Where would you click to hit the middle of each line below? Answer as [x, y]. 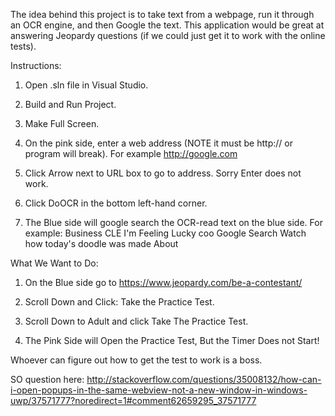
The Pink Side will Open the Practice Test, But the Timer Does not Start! [172, 340]
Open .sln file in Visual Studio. [86, 85]
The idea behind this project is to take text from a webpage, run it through [162, 14]
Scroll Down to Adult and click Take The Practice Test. [136, 321]
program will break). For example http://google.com [131, 153]
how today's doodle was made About [101, 243]
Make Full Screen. [62, 123]
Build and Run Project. [70, 104]
